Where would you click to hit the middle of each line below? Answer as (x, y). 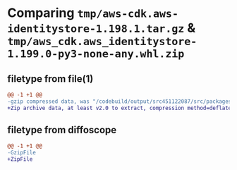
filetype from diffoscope (62, 130)
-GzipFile (22, 153)
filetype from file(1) (50, 79)
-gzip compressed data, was (49, 101)
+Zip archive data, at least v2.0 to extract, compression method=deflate (120, 108)
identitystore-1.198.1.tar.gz (96, 29)
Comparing (41, 13)
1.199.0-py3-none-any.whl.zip (96, 54)
